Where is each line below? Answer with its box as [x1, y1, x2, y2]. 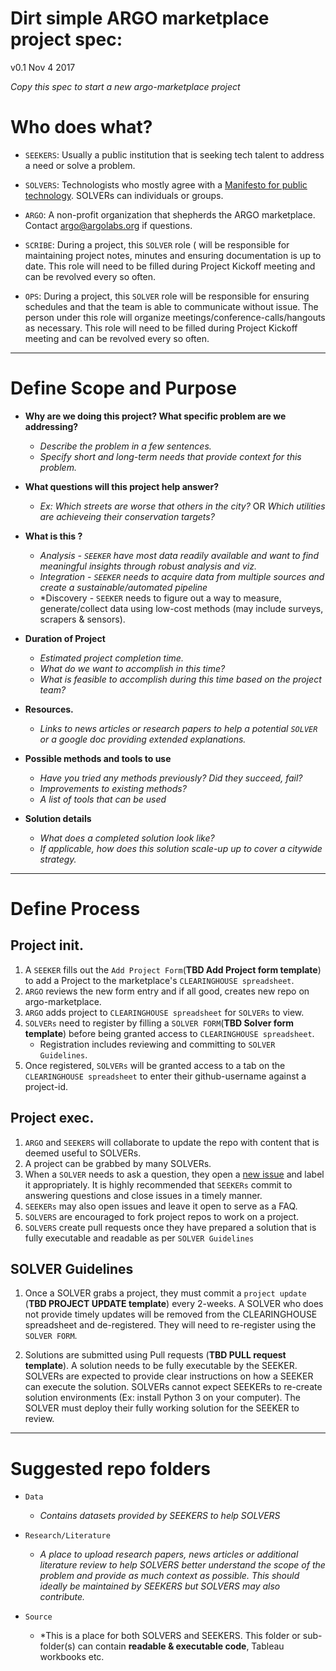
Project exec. [10, 1110, 95, 1127]
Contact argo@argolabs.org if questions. [24, 219, 193, 231]
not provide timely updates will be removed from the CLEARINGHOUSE [24, 1308, 318, 1321]
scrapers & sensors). [39, 613, 126, 625]
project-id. [24, 1080, 69, 1092]
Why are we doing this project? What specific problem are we [24, 410, 287, 422]
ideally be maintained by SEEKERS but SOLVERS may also [39, 1580, 281, 1592]
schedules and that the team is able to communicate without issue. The [24, 300, 319, 312]
